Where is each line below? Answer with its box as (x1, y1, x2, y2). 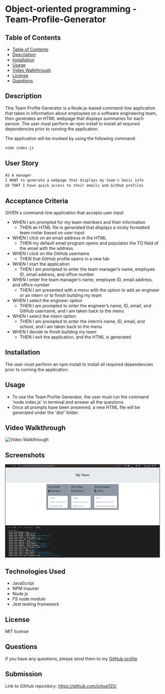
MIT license (5, 628, 29, 634)
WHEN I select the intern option (12, 313, 76, 319)
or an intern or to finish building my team (19, 292, 102, 298)
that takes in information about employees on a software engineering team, (5, 110, 157, 116)
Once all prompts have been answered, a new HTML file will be (12, 404, 140, 410)
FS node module (12, 596, 46, 602)
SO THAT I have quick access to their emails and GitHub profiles (5, 183, 144, 188)
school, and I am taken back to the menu (19, 323, 102, 330)
